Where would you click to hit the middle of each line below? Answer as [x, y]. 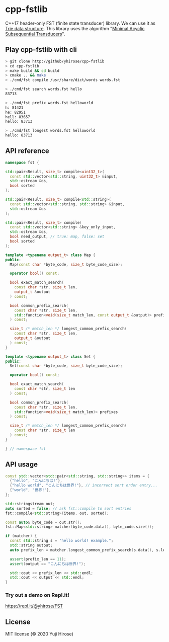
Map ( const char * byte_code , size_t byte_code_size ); [66, 264]
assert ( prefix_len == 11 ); [38, 559]
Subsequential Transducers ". [35, 34]
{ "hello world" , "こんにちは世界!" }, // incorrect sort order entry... [84, 486]
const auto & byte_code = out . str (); [44, 522]
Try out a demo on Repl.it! [37, 595]
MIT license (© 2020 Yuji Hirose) [39, 634]
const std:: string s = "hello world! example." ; [62, 541]
